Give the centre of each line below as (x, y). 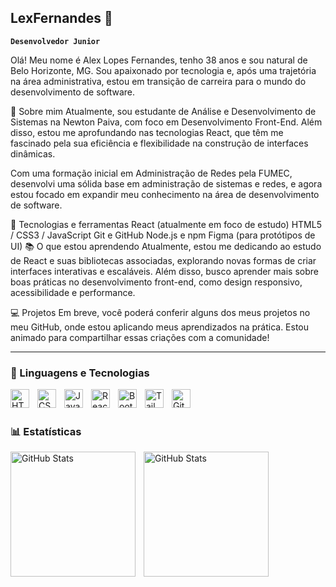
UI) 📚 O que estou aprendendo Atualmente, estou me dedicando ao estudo (166, 246)
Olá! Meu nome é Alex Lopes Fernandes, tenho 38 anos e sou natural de (159, 60)
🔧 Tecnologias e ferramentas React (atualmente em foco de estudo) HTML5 (166, 224)
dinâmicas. (33, 153)
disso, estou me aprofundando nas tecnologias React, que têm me (147, 132)
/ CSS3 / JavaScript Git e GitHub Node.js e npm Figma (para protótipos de (163, 235)
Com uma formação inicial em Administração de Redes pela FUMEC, (151, 173)
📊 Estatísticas (46, 432)
